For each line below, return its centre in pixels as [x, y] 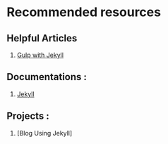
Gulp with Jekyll [40, 55]
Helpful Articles [42, 38]
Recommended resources [84, 12]
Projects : [28, 116]
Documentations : [47, 77]
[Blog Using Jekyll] [44, 133]
